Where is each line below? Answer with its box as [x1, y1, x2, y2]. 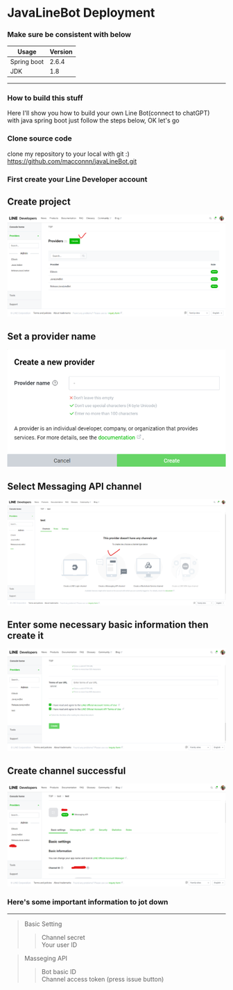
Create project [7, 195, 71, 207]
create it [7, 630, 44, 641]
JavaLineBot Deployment [7, 5, 155, 21]
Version [49, 47, 73, 56]
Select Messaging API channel [7, 480, 142, 492]
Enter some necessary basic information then [7, 618, 209, 630]
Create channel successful [7, 765, 126, 776]
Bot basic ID [41, 967, 76, 975]
